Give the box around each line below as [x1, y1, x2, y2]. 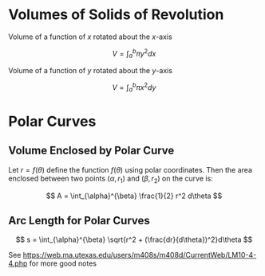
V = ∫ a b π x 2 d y [112, 81, 156, 94]
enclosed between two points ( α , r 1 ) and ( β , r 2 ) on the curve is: [8, 173, 213, 185]
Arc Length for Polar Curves [8, 214, 150, 227]
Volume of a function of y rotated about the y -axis [8, 66, 173, 76]
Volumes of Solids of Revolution [8, 6, 224, 24]
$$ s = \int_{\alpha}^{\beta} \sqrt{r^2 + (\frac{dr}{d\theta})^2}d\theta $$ [15, 235, 253, 244]
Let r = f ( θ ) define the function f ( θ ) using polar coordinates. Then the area [8, 165, 253, 174]
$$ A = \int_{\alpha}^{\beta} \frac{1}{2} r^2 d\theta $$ [45, 191, 223, 200]
